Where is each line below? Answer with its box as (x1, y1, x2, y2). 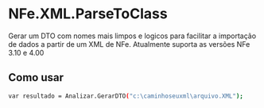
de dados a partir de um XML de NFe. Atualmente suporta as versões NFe (8, 39, 250, 48)
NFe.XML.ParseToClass (8, 5, 169, 23)
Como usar (8, 71, 64, 84)
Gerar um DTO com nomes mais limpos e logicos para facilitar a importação (8, 31, 257, 40)
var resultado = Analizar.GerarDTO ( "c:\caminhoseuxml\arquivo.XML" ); (8, 92, 244, 100)
